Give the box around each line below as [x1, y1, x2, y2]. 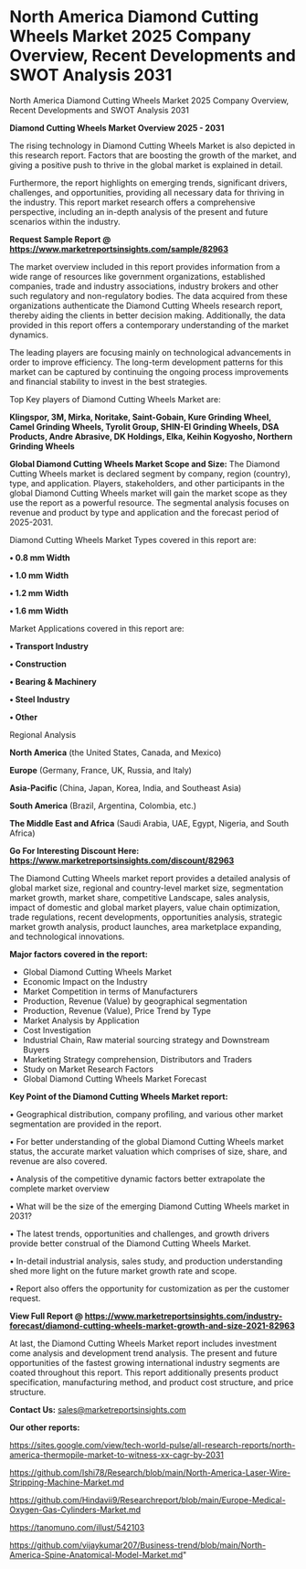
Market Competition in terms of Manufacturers [22, 986, 198, 997]
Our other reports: [9, 1422, 80, 1433]
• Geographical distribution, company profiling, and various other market [9, 1108, 284, 1119]
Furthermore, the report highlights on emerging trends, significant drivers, [9, 176, 288, 188]
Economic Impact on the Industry [22, 976, 148, 987]
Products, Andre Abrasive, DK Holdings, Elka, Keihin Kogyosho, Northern [9, 431, 293, 442]
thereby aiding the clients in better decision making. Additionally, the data [9, 309, 286, 321]
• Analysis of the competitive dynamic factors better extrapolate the [9, 1173, 266, 1184]
